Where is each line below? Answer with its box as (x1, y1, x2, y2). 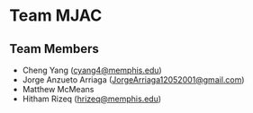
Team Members (9, 41, 99, 56)
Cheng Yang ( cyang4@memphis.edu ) (22, 65, 162, 75)
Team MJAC (9, 5, 103, 26)
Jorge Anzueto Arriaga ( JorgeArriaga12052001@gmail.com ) (22, 74, 245, 85)
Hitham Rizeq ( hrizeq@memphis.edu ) (22, 93, 162, 104)
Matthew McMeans (22, 84, 95, 94)
